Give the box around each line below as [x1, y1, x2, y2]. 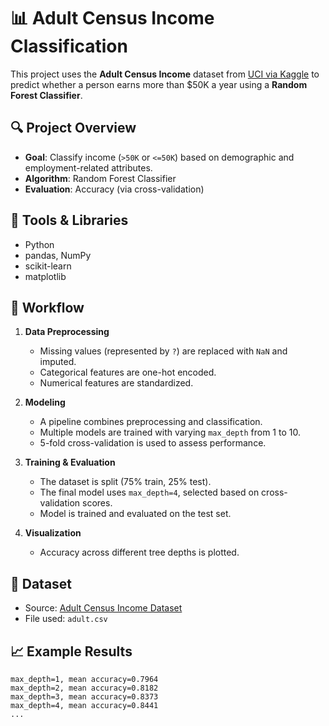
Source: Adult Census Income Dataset [24, 602, 183, 614]
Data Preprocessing [24, 326, 110, 338]
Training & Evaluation [24, 456, 116, 469]
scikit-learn [24, 260, 72, 272]
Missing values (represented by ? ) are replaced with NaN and [39, 345, 288, 357]
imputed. [39, 356, 77, 368]
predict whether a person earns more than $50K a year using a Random [10, 78, 308, 90]
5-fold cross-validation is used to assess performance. [39, 437, 267, 449]
